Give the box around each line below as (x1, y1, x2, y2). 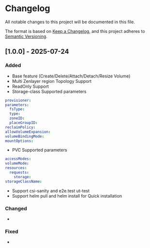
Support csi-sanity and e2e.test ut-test (12, 187, 90, 194)
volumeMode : (5, 161, 29, 166)
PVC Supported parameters (12, 147, 67, 153)
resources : (5, 166, 27, 170)
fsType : (9, 107, 25, 112)
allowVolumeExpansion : (5, 129, 51, 134)
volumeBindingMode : (5, 134, 45, 139)
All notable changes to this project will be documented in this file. (5, 19, 135, 25)
